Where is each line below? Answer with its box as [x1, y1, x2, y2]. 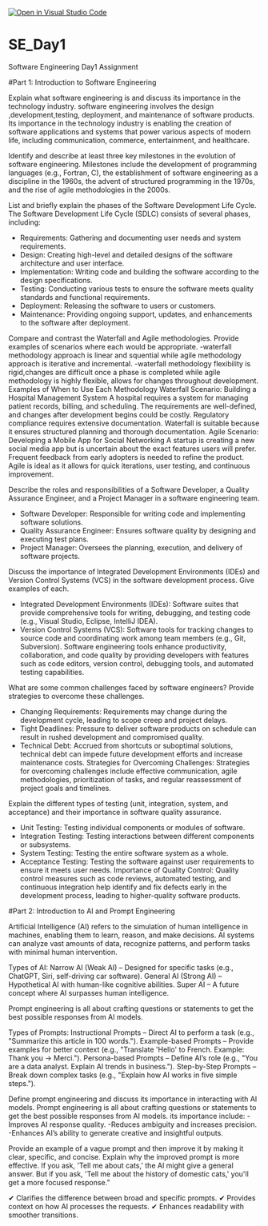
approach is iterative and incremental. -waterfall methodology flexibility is [8, 358, 251, 368]
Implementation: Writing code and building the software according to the [19, 266, 260, 276]
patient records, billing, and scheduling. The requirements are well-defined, [8, 401, 258, 411]
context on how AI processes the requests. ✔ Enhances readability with [8, 1201, 244, 1211]
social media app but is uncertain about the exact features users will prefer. [8, 444, 257, 453]
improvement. [8, 469, 54, 479]
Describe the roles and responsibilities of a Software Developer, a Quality [8, 485, 250, 494]
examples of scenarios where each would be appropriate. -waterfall [8, 341, 232, 351]
